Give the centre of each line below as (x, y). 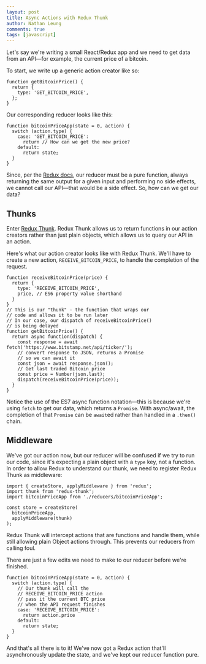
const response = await (48, 342)
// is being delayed (33, 326)
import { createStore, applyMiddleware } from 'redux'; (79, 486)
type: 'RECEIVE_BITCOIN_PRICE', (59, 288)
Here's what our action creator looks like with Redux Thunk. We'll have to (99, 253)
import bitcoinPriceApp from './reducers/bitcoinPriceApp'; (85, 497)
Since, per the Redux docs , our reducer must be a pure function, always (97, 175)
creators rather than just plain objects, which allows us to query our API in (100, 235)
